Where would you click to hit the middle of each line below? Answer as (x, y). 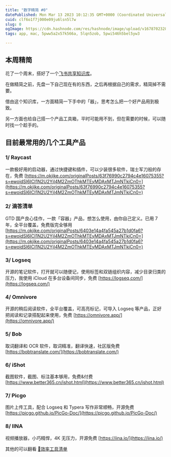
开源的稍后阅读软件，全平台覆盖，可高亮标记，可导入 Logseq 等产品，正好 (83, 309)
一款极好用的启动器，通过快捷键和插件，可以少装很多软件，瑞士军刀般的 (81, 169)
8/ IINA (14, 426)
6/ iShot (15, 365)
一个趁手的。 (27, 125)
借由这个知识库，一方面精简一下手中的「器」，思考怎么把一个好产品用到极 (82, 101)
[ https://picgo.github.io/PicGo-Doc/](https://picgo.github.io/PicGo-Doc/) (81, 413)
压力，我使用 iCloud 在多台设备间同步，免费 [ (53, 278)
